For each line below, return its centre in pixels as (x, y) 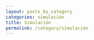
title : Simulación (28, 22)
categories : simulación (35, 17)
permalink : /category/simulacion (47, 28)
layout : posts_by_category (39, 11)
